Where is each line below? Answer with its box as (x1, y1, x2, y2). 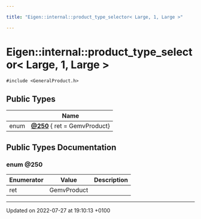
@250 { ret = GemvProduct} (31, 122, 111, 130)
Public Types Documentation (6, 142, 117, 152)
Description (93, 176, 129, 184)
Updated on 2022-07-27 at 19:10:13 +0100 (6, 207, 111, 214)
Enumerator (9, 176, 44, 184)
